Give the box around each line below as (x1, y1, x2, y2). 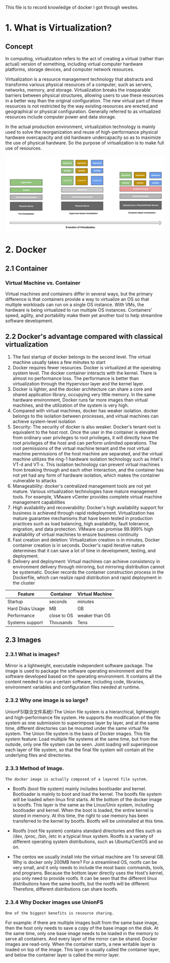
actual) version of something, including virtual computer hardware (5, 61, 143, 67)
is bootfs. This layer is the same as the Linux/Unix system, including (12, 802, 154, 808)
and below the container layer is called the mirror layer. (5, 952, 120, 958)
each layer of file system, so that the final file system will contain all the (5, 747, 154, 753)
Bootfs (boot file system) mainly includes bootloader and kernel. (12, 786, 147, 792)
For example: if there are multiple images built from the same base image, (5, 919, 159, 926)
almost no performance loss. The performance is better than (12, 375, 139, 381)
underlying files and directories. (5, 752, 72, 758)
